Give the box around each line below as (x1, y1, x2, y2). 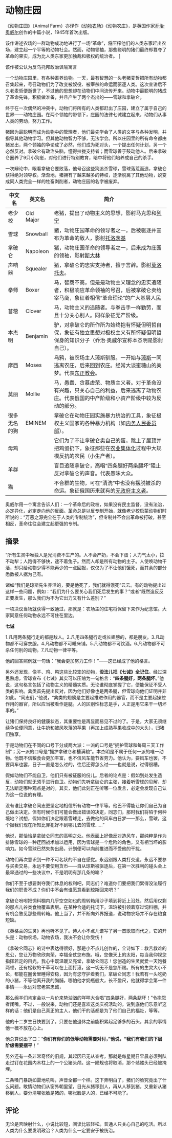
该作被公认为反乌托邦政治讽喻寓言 (5, 64, 77, 70)
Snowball (25, 230, 48, 237)
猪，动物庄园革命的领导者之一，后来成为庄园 (54, 244, 162, 251)
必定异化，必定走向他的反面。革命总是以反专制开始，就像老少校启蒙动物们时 (5, 508, 167, 514)
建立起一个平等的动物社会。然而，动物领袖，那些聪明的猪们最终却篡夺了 (14, 46, 167, 52)
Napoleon (25, 247, 49, 255)
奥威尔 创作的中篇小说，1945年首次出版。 (5, 29, 92, 35)
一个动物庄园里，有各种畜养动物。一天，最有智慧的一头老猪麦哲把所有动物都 (5, 75, 167, 81)
